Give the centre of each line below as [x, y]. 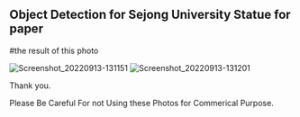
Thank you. [30, 85]
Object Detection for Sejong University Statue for [150, 15]
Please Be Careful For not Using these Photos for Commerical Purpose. [142, 103]
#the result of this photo [54, 50]
